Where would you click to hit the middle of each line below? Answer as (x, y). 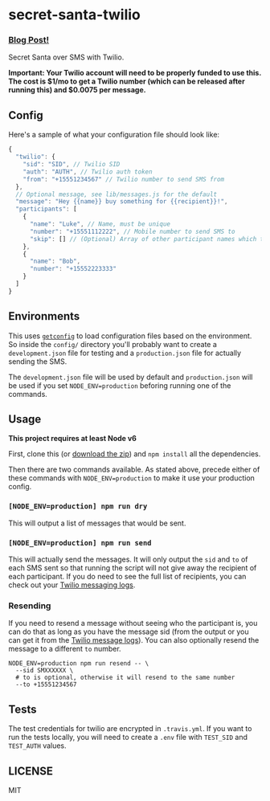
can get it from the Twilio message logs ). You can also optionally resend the (134, 640)
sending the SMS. (38, 361)
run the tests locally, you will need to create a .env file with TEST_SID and (128, 738)
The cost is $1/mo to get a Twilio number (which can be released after (127, 81)
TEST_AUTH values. (37, 746)
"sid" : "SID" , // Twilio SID (72, 165)
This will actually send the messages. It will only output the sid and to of (128, 559)
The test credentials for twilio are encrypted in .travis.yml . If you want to (130, 729)
